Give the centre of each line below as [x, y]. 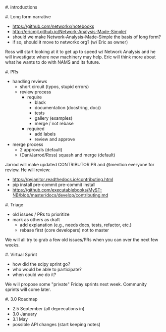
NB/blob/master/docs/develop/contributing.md [60, 195]
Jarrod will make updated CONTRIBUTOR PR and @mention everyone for [80, 165]
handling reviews [30, 81]
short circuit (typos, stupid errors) [54, 87]
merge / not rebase [54, 123]
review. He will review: [28, 170]
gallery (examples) [54, 118]
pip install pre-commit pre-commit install [54, 185]
